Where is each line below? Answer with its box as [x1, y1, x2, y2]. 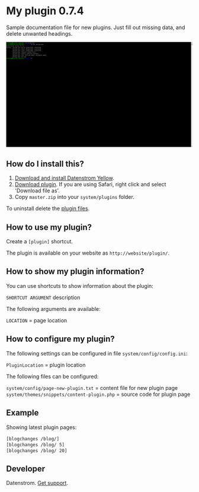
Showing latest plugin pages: [6, 423, 77, 431]
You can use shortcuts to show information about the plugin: [6, 282, 154, 289]
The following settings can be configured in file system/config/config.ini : [6, 350, 188, 357]
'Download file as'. [14, 187, 60, 194]
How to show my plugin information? [6, 266, 145, 277]
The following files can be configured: [6, 373, 99, 380]
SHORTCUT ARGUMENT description [6, 294, 81, 301]
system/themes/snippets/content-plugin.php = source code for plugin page [6, 391, 191, 398]
